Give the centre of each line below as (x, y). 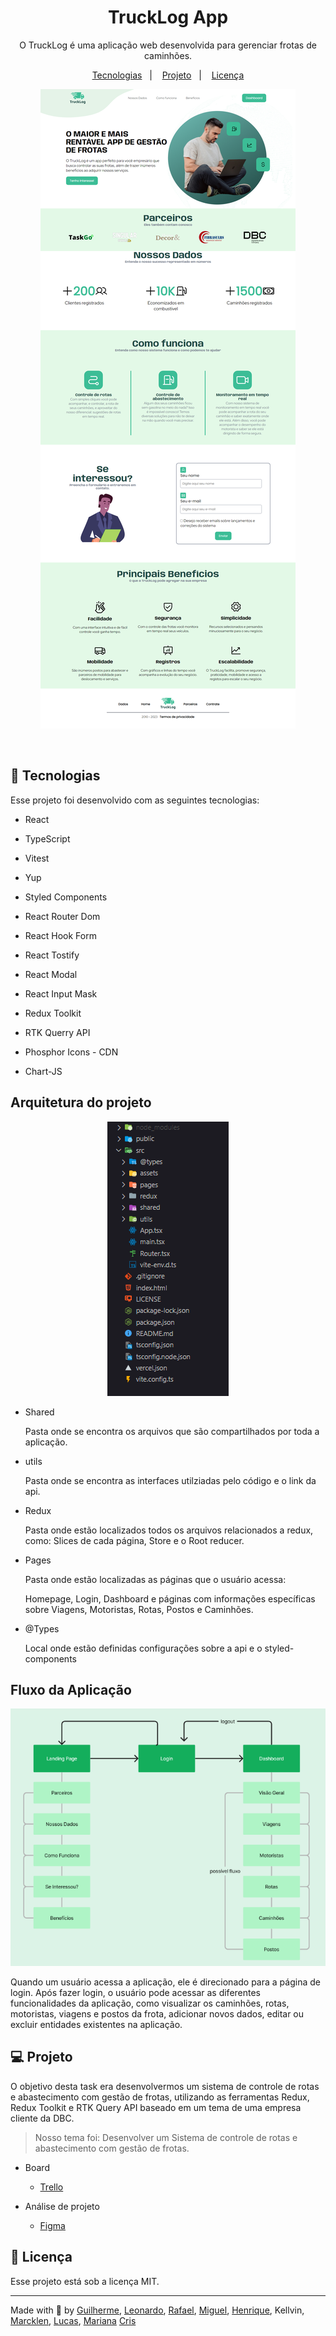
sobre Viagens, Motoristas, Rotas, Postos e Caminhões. (139, 1609)
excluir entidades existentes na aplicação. (96, 2024)
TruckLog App (168, 17)
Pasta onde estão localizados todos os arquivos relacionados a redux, (169, 1530)
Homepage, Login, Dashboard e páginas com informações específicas (170, 1598)
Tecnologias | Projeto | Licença (168, 75)
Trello (51, 2187)
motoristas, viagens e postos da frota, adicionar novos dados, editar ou (157, 2013)
